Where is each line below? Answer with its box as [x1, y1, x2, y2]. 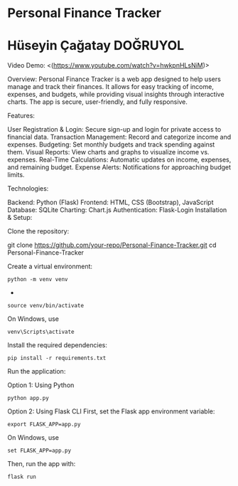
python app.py [7, 395, 50, 402]
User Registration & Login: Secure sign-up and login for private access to [7, 125, 222, 134]
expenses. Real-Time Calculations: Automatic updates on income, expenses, [7, 155, 232, 164]
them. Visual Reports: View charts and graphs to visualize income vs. [7, 148, 210, 157]
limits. [7, 171, 25, 179]
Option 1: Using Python [7, 381, 75, 389]
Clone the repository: [7, 227, 70, 236]
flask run [7, 473, 37, 481]
